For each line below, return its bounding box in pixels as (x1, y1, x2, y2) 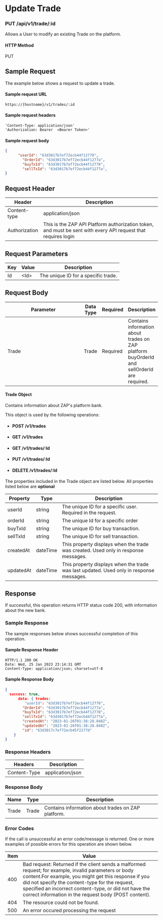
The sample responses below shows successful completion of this (5, 630, 138, 636)
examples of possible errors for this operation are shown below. (5, 841, 132, 847)
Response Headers (5, 749, 51, 755)
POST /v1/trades (12, 423, 46, 429)
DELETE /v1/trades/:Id (12, 467, 57, 473)
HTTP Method (5, 42, 34, 49)
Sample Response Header (5, 647, 59, 653)
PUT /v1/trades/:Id (12, 456, 50, 462)
